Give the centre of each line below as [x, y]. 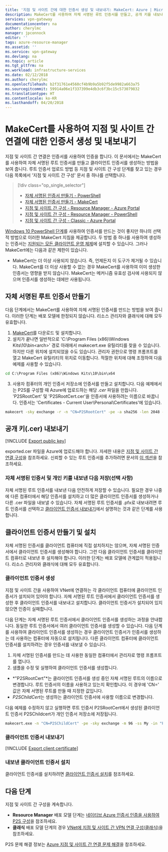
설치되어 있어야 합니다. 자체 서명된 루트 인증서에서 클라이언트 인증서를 [86, 596]
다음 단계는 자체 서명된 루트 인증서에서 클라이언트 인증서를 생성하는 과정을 [77, 619]
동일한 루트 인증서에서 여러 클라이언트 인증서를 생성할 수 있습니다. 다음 [84, 625]
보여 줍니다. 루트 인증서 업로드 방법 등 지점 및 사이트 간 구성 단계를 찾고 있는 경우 [84, 169]
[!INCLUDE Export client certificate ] [42, 748]
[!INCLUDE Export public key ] [35, 441]
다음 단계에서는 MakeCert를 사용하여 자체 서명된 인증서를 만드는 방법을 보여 [79, 309]
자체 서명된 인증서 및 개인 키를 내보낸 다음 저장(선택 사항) [69, 478]
